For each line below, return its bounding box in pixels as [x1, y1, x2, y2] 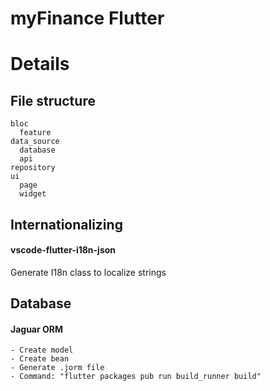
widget [19, 189, 47, 199]
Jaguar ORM [10, 323, 64, 335]
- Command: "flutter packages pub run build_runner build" [10, 372, 262, 382]
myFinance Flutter [10, 7, 165, 30]
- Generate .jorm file [10, 363, 105, 373]
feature [19, 128, 52, 138]
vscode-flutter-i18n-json [10, 244, 117, 256]
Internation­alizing [10, 216, 123, 233]
